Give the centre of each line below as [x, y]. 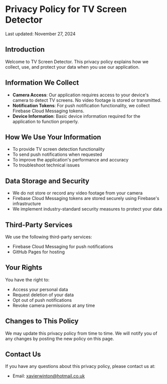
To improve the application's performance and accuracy [70, 160]
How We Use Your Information [53, 137]
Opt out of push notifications [42, 300]
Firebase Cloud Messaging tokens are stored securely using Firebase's [86, 199]
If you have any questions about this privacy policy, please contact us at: [80, 366]
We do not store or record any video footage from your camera [77, 193]
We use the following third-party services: [49, 237]
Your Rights [24, 267]
